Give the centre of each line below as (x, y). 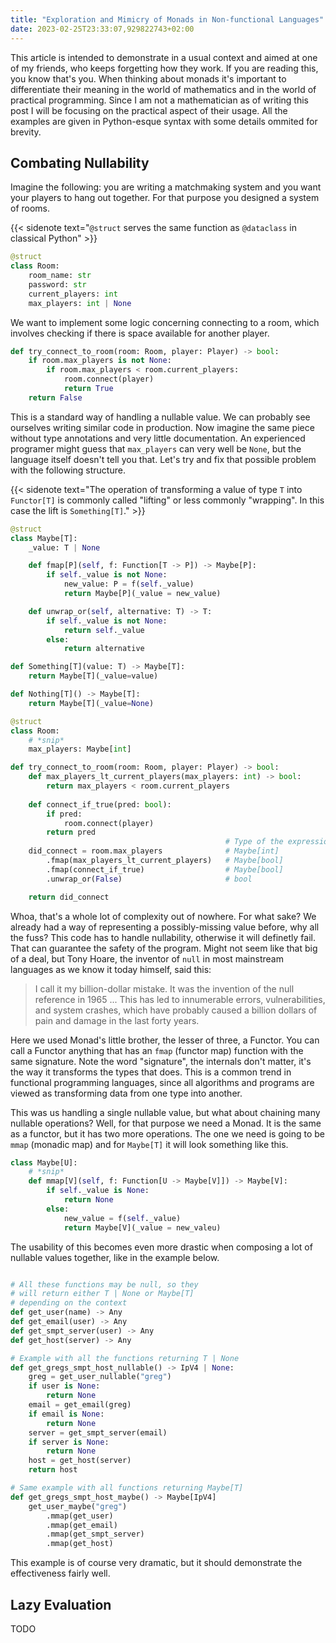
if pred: (64, 814)
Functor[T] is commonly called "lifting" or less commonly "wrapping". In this (167, 500)
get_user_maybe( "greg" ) (78, 1506)
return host (53, 1470)
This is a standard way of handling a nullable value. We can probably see (160, 417)
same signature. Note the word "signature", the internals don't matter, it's (161, 1061)
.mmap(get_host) (80, 1544)
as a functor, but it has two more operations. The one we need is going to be (168, 1133)
